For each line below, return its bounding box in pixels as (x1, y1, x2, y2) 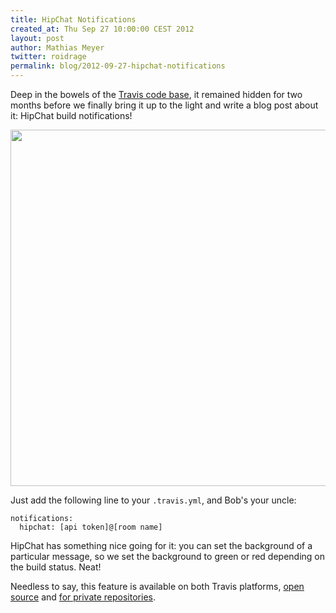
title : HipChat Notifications (10, 14, 137, 25)
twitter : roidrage (10, 52, 87, 62)
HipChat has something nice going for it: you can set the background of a (10, 540, 313, 551)
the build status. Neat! (10, 561, 102, 573)
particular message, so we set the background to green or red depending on (10, 551, 326, 562)
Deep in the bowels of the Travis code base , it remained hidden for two (10, 89, 303, 100)
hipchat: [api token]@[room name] (19, 522, 163, 532)
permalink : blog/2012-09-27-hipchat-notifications (10, 61, 226, 71)
